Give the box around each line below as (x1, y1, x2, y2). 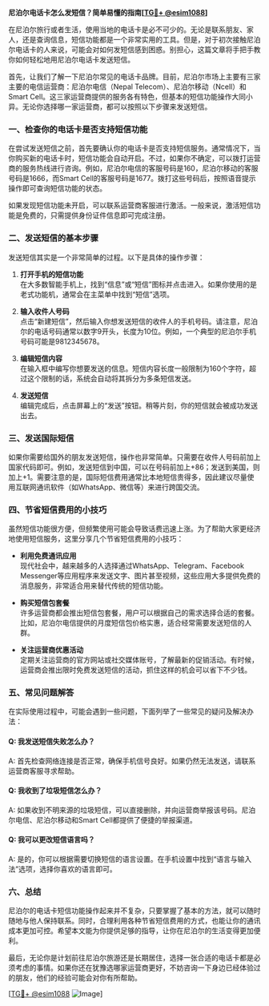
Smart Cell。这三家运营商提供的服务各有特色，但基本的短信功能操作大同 (8, 92, 247, 101)
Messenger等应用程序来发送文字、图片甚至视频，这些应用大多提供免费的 (19, 571, 261, 581)
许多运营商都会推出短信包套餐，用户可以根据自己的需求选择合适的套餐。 (19, 608, 259, 618)
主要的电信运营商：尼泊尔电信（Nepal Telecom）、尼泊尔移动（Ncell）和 (8, 82, 247, 91)
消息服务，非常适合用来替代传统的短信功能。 (19, 581, 168, 591)
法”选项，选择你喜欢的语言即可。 (8, 864, 118, 874)
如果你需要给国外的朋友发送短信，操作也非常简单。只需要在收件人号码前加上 (8, 452, 261, 461)
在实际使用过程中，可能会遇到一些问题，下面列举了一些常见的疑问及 (8, 706, 233, 716)
